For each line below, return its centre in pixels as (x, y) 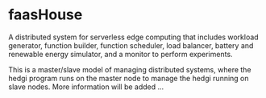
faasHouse (46, 15)
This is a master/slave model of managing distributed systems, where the (130, 69)
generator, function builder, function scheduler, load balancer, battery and (131, 45)
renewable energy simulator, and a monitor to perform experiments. (121, 54)
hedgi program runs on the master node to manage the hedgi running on (129, 78)
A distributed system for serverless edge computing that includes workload (134, 37)
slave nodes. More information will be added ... (86, 87)
